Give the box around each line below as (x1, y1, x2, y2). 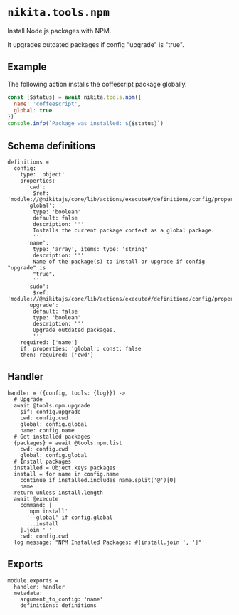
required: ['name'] (20, 338, 78, 346)
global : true (14, 107, 53, 114)
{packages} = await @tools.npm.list (14, 439, 122, 446)
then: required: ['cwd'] (20, 351, 94, 358)
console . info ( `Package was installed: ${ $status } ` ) (7, 120, 164, 127)
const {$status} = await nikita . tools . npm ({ (7, 93, 142, 101)
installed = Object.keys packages (14, 464, 116, 471)
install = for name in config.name (14, 470, 119, 478)
